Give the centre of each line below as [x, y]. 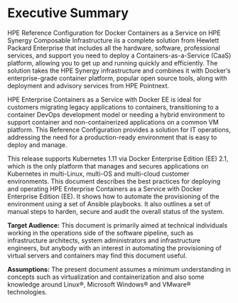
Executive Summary [68, 13]
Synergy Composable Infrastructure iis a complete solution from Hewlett [113, 40]
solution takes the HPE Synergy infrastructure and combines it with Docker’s [119, 70]
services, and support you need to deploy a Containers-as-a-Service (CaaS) [119, 55]
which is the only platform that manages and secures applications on [108, 166]
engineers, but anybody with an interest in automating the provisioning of [114, 248]
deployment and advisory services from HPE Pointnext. [88, 85]
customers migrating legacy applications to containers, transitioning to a [113, 107]
